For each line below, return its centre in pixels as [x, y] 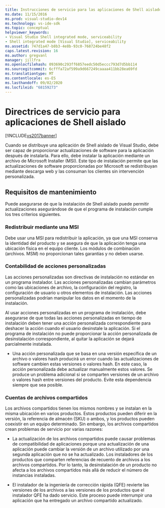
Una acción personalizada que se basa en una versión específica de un [84, 353]
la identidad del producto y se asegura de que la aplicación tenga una [76, 243]
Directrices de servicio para [63, 112]
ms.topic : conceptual [27, 28]
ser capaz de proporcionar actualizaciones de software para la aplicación [79, 150]
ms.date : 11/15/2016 [26, 14]
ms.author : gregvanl [26, 55]
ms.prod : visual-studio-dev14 [36, 19]
